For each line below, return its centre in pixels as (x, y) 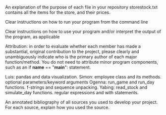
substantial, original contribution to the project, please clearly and (72, 52)
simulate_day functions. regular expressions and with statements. (72, 93)
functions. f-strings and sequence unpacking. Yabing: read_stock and (76, 87)
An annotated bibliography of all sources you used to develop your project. (82, 102)
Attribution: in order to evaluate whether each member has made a (73, 46)
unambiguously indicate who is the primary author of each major (71, 57)
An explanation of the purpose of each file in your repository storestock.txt (81, 7)
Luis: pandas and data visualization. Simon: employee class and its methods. (83, 77)
